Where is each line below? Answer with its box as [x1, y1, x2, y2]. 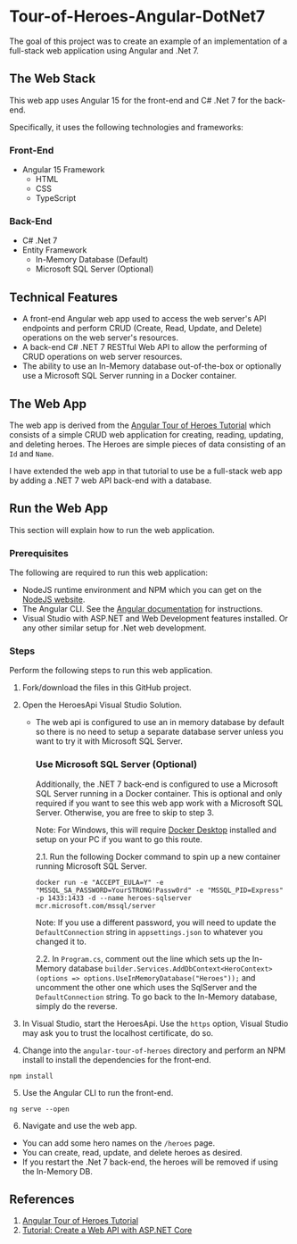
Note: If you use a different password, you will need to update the [35, 917, 276, 928]
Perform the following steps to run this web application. [9, 665, 213, 676]
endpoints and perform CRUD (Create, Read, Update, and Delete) [21, 323, 263, 334]
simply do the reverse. [35, 1000, 118, 1011]
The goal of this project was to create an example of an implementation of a [9, 36, 288, 46]
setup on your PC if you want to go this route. [35, 833, 203, 845]
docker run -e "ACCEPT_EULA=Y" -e [35, 878, 164, 887]
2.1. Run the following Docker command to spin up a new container [35, 851, 281, 862]
